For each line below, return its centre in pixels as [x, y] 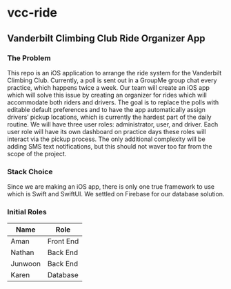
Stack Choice [30, 171]
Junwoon [26, 264]
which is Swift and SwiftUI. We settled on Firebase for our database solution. [116, 194]
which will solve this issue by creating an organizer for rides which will [107, 95]
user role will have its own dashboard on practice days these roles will [107, 131]
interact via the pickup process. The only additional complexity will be [106, 139]
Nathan [22, 252]
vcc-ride [32, 13]
